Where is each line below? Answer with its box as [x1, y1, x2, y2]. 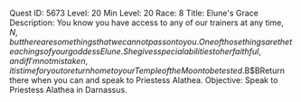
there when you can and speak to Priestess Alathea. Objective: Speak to [9, 75, 278, 85]
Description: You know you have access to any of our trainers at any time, [9, 17, 285, 28]
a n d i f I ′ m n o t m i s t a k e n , [9, 56, 89, 66]
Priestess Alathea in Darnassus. [9, 85, 128, 95]
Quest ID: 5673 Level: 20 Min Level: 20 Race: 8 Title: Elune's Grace [9, 8, 259, 18]
